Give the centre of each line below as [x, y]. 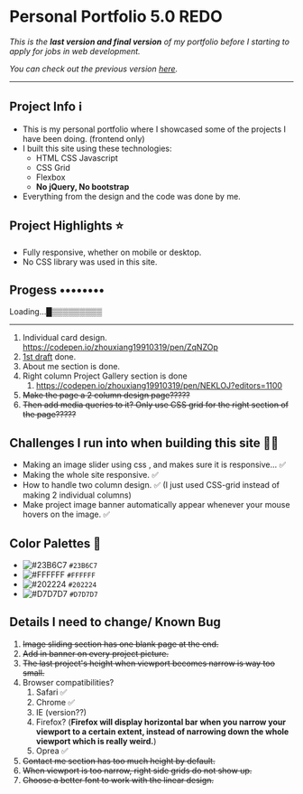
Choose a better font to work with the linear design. [118, 780]
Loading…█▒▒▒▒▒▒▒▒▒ [56, 312]
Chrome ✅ [55, 702]
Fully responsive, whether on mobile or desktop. [112, 252]
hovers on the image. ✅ [66, 514]
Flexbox [50, 177]
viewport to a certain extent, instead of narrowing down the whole [162, 731]
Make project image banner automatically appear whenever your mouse [156, 505]
